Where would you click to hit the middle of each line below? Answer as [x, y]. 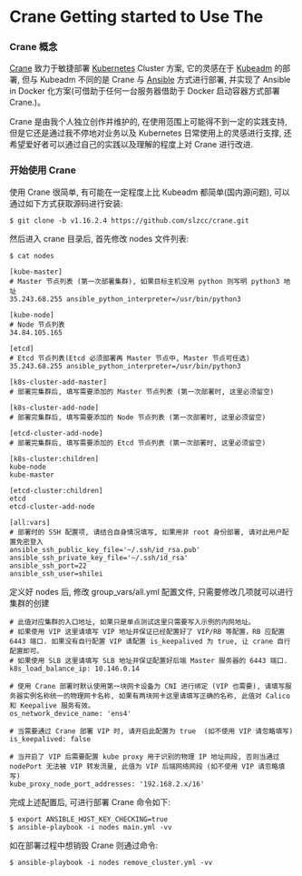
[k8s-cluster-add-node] [54, 408]
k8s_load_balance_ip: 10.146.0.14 [75, 669]
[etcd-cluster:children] [56, 490]
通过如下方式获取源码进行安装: [67, 203]
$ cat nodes [32, 256]
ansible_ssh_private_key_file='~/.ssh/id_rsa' [99, 558]
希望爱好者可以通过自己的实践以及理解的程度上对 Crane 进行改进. [132, 145]
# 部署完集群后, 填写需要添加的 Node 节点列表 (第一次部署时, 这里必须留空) [138, 417]
